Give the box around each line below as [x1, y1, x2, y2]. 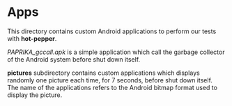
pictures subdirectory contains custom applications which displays [7, 69, 200, 77]
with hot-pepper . [7, 34, 57, 42]
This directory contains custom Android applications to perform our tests [7, 27, 217, 35]
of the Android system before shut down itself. [7, 55, 141, 63]
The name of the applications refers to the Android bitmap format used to [7, 83, 218, 91]
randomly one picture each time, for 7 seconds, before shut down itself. [7, 76, 212, 84]
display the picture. [7, 91, 63, 99]
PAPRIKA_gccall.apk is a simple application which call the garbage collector [7, 48, 225, 56]
